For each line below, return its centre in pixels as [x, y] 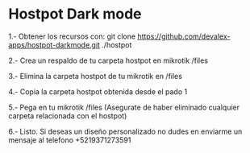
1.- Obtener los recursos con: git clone [72, 36]
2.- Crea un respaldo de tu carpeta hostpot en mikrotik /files [108, 60]
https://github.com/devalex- [183, 36]
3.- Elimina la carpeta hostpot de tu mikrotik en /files [96, 76]
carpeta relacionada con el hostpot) [68, 116]
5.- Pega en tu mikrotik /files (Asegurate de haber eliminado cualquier [124, 107]
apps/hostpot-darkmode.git [54, 44]
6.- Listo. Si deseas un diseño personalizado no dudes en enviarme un [125, 131]
